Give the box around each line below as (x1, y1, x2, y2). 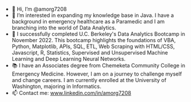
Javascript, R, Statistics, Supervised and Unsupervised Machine (11, 49, 169, 56)
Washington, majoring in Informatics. (11, 83, 102, 90)
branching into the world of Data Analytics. (11, 24, 116, 31)
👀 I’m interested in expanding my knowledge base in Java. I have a (11, 12, 174, 19)
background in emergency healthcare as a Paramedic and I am (11, 18, 165, 25)
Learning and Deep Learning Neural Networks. (11, 56, 126, 62)
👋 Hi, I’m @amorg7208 (11, 6, 67, 12)
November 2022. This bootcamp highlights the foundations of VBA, (11, 37, 176, 43)
